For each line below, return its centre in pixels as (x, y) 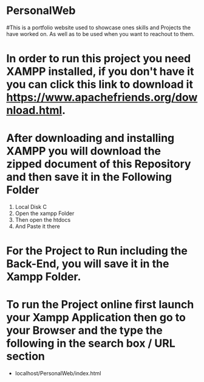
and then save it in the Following (89, 177)
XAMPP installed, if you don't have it (100, 72)
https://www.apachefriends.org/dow (102, 97)
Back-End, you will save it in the (88, 264)
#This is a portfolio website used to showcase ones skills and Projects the (99, 27)
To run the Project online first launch (100, 305)
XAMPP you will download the (84, 151)
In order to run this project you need (99, 59)
